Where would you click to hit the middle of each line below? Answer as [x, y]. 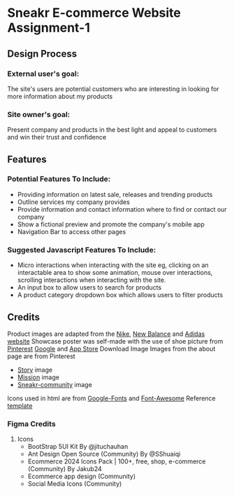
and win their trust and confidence [57, 137]
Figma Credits [31, 423]
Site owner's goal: [39, 114]
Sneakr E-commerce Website [94, 13]
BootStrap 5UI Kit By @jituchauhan [78, 447]
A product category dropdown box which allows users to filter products [120, 295]
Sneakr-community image [54, 384]
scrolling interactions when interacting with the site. [92, 280]
